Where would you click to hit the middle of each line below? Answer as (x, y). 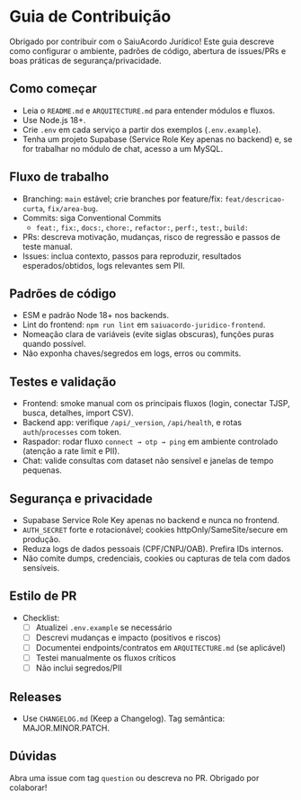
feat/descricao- (255, 200)
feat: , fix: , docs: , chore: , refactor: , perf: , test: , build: (142, 227)
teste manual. (48, 246)
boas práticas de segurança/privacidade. (85, 60)
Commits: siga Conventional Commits (92, 218)
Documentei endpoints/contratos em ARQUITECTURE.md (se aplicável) (160, 647)
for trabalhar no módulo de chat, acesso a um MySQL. (123, 148)
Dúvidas (33, 756)
